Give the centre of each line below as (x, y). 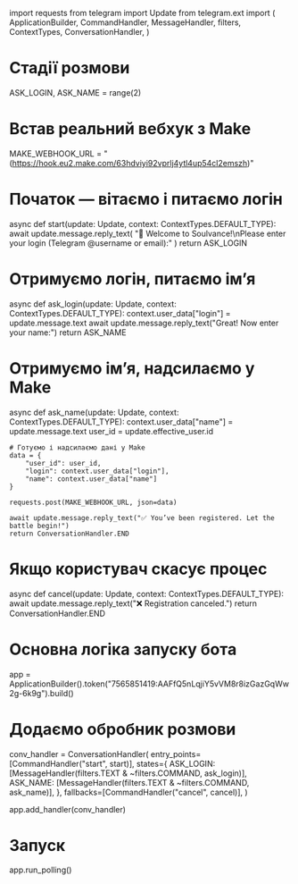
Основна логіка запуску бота (123, 649)
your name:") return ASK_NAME (68, 332)
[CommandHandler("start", (58, 763)
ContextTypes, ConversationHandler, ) (79, 32)
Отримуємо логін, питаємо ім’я (132, 279)
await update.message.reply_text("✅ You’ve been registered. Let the (142, 518)
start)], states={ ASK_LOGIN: (162, 763)
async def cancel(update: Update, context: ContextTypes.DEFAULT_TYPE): (146, 594)
